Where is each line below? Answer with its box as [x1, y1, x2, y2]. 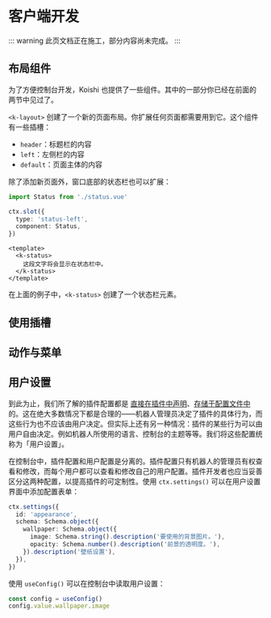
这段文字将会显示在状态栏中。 [23, 260, 107, 269]
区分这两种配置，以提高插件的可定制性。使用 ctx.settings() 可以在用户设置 [8, 476, 261, 486]
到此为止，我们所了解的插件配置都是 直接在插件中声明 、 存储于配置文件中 [8, 398, 251, 408]
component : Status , [15, 222, 81, 231]
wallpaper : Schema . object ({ [23, 525, 117, 534]
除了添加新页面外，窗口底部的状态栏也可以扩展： [8, 176, 171, 186]
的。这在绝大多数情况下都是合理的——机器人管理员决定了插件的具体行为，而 [8, 408, 263, 418]
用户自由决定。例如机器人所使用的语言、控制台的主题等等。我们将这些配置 [8, 429, 256, 438]
